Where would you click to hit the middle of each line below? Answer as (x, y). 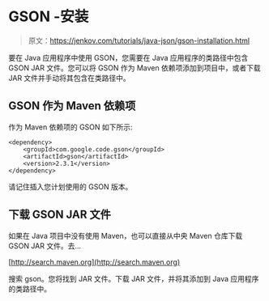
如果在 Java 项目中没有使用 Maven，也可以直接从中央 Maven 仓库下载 (126, 235)
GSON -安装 (49, 17)
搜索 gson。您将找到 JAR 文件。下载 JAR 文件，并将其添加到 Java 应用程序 (134, 278)
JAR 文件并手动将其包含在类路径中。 (70, 78)
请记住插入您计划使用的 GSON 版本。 (70, 186)
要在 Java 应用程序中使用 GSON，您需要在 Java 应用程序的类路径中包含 (128, 57)
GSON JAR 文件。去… (45, 246)
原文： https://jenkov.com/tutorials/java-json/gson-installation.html (139, 40)
